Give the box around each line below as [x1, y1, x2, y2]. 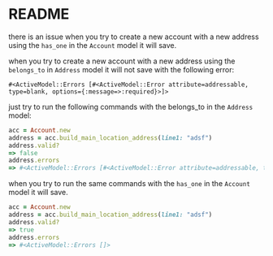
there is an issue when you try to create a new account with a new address [8, 32, 259, 41]
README [8, 5, 70, 24]
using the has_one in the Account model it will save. [8, 40, 177, 50]
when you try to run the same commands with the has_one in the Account [8, 179, 250, 189]
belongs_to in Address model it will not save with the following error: [8, 64, 235, 74]
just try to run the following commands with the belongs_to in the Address [8, 102, 253, 111]
